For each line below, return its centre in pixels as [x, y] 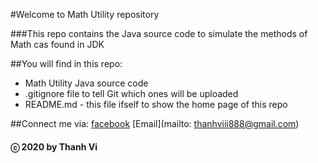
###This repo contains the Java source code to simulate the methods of [159, 33]
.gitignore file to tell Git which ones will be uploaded [131, 93]
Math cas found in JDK [57, 44]
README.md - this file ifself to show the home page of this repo [156, 104]
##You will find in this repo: [66, 63]
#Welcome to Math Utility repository [85, 14]
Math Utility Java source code [86, 83]
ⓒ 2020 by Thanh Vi [54, 146]
